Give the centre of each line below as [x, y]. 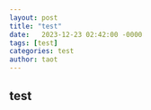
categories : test [42, 51]
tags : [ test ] [34, 43]
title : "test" [36, 26]
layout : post [34, 18]
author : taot [34, 60]
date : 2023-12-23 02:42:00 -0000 [76, 34]
